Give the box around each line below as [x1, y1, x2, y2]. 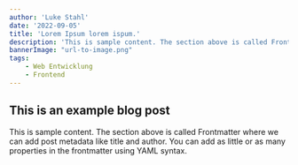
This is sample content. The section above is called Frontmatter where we [9, 126, 279, 137]
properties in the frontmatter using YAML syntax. [9, 145, 188, 155]
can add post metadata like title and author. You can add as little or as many [9, 136, 286, 146]
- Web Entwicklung [25, 63, 93, 71]
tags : [9, 54, 29, 63]
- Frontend [25, 71, 66, 79]
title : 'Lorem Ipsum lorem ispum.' [9, 29, 141, 38]
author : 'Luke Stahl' [9, 12, 90, 22]
